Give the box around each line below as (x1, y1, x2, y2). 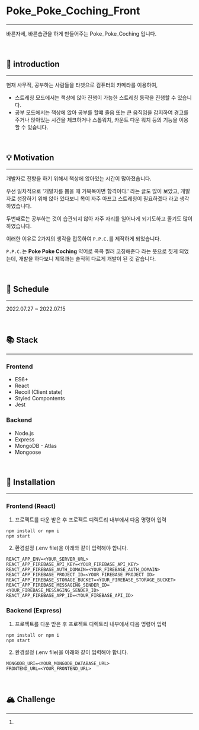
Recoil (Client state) (14, 388, 63, 396)
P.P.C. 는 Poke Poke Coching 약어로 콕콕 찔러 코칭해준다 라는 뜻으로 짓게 (6, 248, 178, 255)
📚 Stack (6, 334, 38, 345)
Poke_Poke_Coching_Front (6, 4, 140, 18)
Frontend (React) (6, 502, 56, 510)
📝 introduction (6, 59, 60, 69)
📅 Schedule (6, 284, 49, 294)
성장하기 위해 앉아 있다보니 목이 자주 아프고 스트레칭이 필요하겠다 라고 (17, 195, 179, 202)
